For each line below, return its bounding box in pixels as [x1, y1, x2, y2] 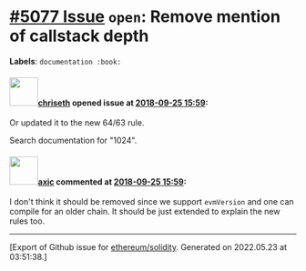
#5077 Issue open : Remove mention [9, 6, 280, 27]
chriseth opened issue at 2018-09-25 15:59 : [37, 97, 209, 108]
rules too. [9, 216, 46, 226]
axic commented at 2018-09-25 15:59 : [37, 176, 187, 187]
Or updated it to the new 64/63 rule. [9, 117, 145, 128]
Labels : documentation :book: [9, 55, 122, 66]
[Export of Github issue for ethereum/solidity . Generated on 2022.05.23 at [9, 242, 288, 253]
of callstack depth [9, 25, 149, 46]
